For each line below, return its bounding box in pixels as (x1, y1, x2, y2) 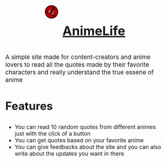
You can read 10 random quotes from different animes (14, 123, 156, 131)
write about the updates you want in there (14, 150, 124, 157)
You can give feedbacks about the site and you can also (14, 143, 161, 151)
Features (5, 99, 53, 113)
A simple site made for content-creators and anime (5, 53, 151, 61)
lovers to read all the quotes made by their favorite (5, 60, 149, 69)
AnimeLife (62, 23, 126, 39)
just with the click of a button (14, 130, 91, 138)
